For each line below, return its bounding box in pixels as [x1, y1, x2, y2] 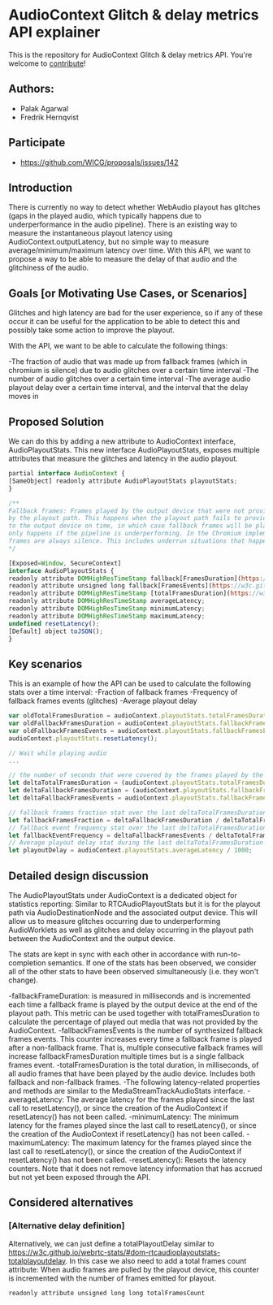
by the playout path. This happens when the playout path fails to [8, 514, 242, 522]
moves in [8, 392, 39, 401]
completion [8, 958, 46, 968]
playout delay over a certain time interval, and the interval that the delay [8, 383, 249, 392]
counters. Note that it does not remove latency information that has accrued [8, 1164, 262, 1173]
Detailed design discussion [8, 869, 149, 882]
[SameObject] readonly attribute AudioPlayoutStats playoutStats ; [8, 477, 238, 485]
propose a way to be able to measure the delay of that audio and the [8, 254, 237, 264]
